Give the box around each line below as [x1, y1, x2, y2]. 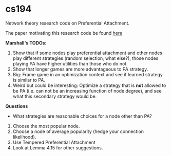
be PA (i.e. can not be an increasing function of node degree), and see [12, 87, 162, 94]
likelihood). [12, 133, 36, 140]
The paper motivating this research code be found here [5, 30, 123, 36]
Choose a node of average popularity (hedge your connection [12, 128, 144, 135]
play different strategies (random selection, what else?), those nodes [12, 55, 159, 61]
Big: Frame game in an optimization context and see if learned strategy [12, 71, 163, 77]
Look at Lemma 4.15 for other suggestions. [12, 144, 103, 151]
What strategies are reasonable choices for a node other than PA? [12, 113, 153, 119]
